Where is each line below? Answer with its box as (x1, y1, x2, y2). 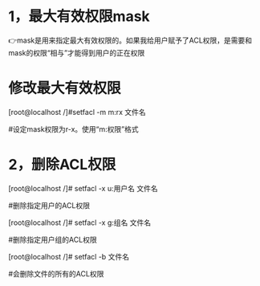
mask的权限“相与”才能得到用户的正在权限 (8, 47, 145, 57)
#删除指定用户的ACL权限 (8, 200, 91, 210)
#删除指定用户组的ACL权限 (8, 235, 98, 244)
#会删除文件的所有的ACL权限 (8, 268, 104, 278)
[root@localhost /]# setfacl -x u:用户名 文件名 (8, 183, 158, 193)
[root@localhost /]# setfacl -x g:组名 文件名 (8, 218, 151, 227)
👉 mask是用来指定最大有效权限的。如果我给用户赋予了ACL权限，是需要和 (8, 35, 253, 45)
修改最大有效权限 (8, 80, 122, 97)
